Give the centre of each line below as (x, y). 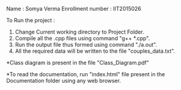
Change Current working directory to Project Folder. (80, 32)
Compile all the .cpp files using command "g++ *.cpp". (82, 38)
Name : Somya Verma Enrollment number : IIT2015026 (74, 9)
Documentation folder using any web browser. (64, 81)
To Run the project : (31, 20)
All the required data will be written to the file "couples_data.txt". (95, 51)
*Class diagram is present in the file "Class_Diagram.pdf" (78, 63)
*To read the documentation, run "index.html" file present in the (86, 74)
